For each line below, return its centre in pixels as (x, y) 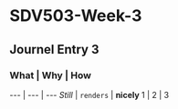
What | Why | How (50, 75)
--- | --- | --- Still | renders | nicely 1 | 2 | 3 (89, 94)
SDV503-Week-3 (76, 16)
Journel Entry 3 (54, 50)
